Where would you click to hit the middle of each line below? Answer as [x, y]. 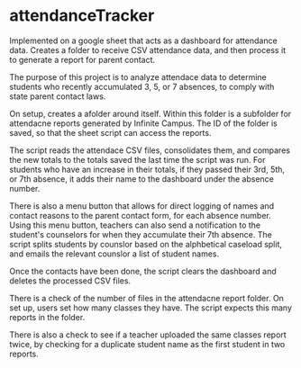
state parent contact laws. [58, 96]
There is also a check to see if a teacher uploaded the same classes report [148, 335]
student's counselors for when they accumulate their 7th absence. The [141, 234]
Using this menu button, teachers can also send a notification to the [135, 225]
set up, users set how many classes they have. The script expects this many [151, 308]
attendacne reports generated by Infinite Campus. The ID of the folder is [143, 123]
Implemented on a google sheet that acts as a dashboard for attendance [143, 40]
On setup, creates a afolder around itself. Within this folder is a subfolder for [150, 113]
